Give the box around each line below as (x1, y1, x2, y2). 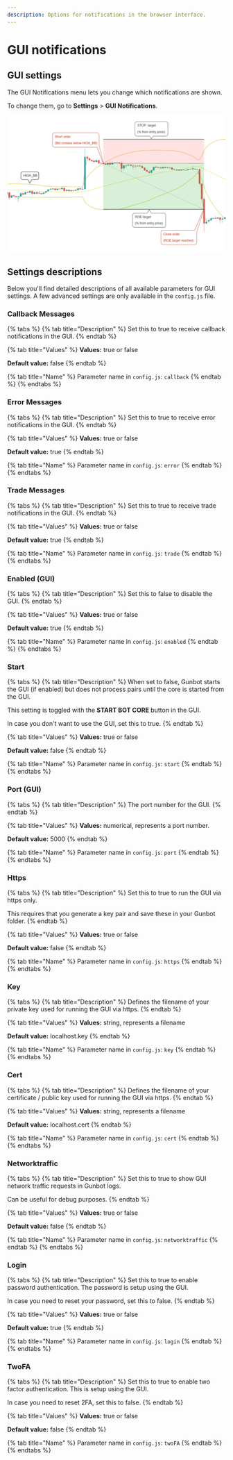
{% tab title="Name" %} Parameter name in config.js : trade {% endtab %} (7, 549, 223, 557)
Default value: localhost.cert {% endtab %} (7, 1120, 132, 1129)
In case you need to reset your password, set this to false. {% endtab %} (7, 1297, 215, 1305)
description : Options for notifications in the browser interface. (7, 11, 207, 18)
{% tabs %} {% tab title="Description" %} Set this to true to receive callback (7, 325, 225, 333)
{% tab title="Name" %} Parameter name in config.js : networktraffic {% (7, 1235, 218, 1243)
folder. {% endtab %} (7, 917, 68, 925)
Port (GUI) (7, 785, 42, 795)
